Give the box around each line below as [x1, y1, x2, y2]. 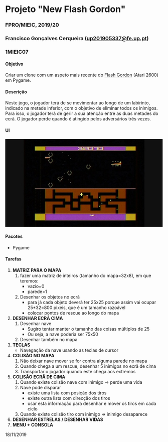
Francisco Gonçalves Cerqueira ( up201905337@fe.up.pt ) [5, 35, 149, 42]
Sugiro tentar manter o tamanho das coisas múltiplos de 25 [27, 326, 150, 332]
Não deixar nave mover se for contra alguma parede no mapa [20, 358, 147, 364]
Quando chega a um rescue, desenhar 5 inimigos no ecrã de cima [20, 363, 156, 369]
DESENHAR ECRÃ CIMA [12, 315, 63, 321]
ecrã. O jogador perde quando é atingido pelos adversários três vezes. [5, 116, 151, 122]
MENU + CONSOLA [12, 421, 54, 427]
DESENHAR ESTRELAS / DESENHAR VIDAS [12, 416, 103, 422]
